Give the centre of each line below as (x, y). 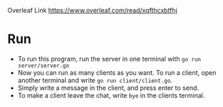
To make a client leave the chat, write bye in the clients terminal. (111, 95)
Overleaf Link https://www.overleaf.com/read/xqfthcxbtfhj (93, 10)
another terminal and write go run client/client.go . (95, 80)
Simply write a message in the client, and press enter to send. (108, 88)
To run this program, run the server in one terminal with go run (109, 58)
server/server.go (43, 66)
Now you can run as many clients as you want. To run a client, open (117, 72)
